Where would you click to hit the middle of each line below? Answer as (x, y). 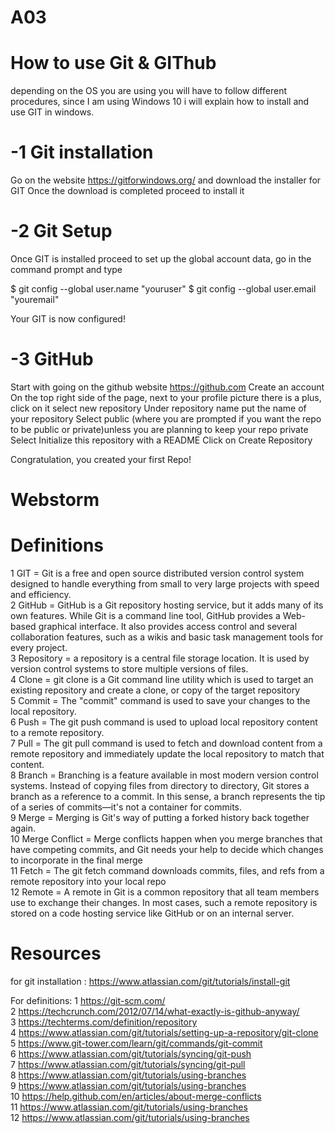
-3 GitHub (52, 359)
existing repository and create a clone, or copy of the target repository (155, 690)
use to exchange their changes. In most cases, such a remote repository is (164, 903)
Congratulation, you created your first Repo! (101, 459)
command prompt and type (66, 269)
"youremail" (35, 299)
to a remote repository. (57, 733)
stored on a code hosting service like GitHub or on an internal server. (152, 913)
